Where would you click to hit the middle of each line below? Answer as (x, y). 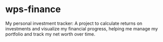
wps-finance (33, 9)
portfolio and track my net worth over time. (50, 34)
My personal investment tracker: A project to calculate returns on (74, 23)
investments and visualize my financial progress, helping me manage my (82, 28)
